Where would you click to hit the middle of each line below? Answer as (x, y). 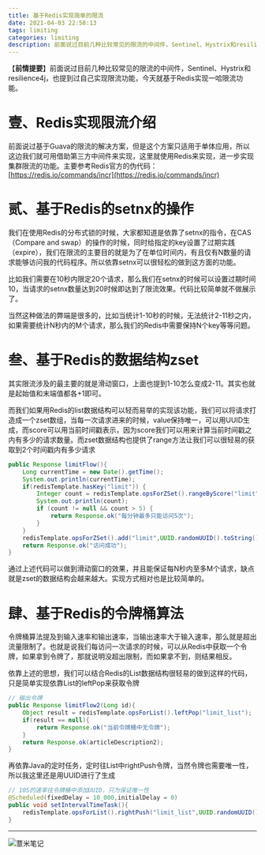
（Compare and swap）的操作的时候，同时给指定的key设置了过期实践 (121, 242)
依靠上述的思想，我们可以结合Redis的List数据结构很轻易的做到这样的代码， (130, 673)
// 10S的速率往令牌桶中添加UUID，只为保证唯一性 (79, 790)
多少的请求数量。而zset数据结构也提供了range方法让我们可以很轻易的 (135, 440)
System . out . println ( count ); (82, 501)
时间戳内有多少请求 (64, 449)
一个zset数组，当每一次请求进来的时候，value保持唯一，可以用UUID (132, 420)
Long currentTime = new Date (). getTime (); (93, 472)
